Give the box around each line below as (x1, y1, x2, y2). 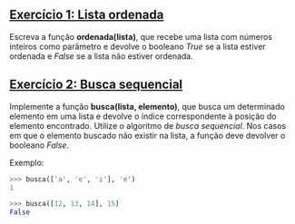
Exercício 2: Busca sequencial (9, 77, 183, 93)
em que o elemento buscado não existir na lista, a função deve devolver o (9, 130, 286, 141)
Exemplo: (9, 157, 44, 168)
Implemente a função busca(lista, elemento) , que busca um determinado (9, 101, 286, 112)
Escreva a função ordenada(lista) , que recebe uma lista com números (9, 31, 272, 42)
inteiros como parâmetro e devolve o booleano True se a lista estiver (9, 41, 266, 52)
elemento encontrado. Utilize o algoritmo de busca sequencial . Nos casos (9, 120, 287, 131)
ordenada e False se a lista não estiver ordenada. (9, 50, 193, 62)
